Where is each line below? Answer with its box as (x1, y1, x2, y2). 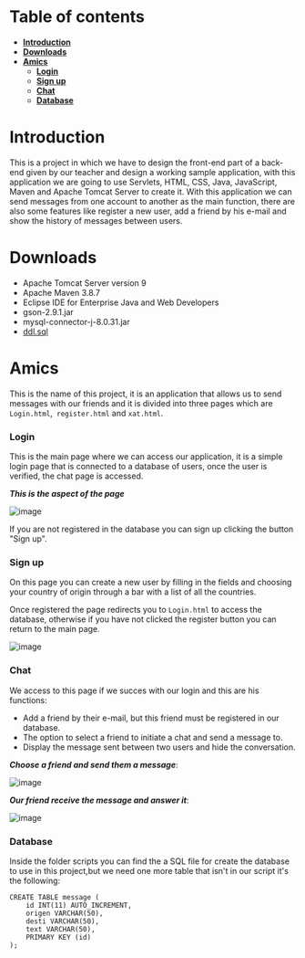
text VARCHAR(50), (25, 924, 96, 933)
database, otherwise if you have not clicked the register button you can (9, 614, 277, 625)
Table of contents (9, 6, 146, 27)
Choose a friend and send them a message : (9, 759, 178, 770)
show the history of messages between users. (9, 215, 183, 226)
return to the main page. (9, 624, 100, 635)
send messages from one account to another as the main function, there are (9, 195, 296, 206)
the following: (9, 875, 61, 886)
